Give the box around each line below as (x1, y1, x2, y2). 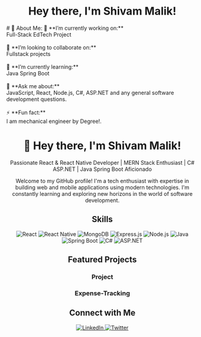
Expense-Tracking (74, 289, 130, 297)
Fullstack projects (6, 50, 51, 57)
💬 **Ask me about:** (6, 82, 60, 89)
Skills (91, 214, 113, 224)
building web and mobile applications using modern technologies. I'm (15, 184, 190, 191)
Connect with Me (69, 308, 136, 318)
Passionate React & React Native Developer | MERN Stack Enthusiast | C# (10, 159, 195, 166)
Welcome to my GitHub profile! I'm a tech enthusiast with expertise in (15, 177, 189, 184)
